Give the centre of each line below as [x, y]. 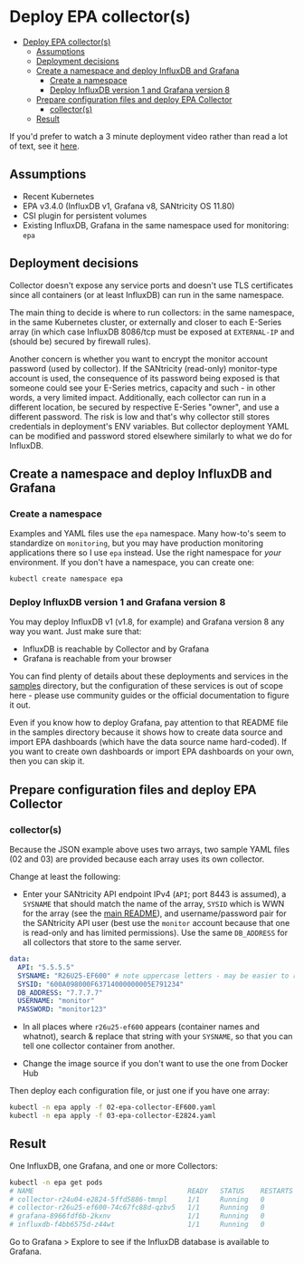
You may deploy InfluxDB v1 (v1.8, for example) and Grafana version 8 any [147, 622]
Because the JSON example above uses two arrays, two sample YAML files [150, 850]
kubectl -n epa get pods [56, 1182]
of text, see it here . [44, 146]
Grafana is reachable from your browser [97, 659]
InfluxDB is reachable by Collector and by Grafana [116, 649]
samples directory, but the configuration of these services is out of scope [146, 686]
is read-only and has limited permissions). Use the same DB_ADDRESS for [155, 933]
